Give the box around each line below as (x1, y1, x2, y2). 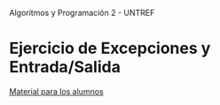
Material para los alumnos (9, 86, 104, 96)
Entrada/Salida (9, 57, 122, 78)
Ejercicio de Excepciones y (9, 39, 211, 58)
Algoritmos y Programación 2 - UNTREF (9, 8, 155, 18)
